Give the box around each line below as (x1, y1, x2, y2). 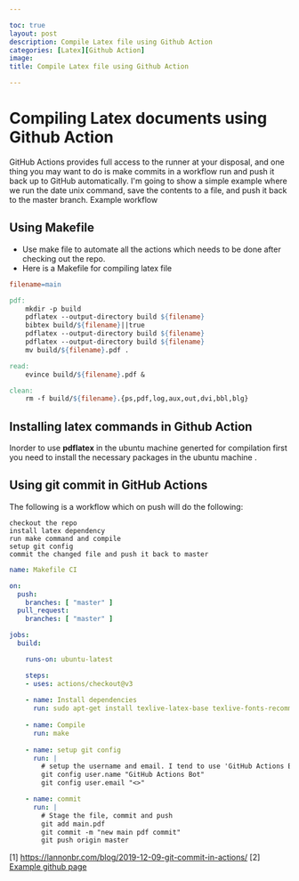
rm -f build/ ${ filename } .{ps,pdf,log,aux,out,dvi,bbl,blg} (25, 394, 249, 403)
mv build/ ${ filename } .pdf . (25, 345, 129, 354)
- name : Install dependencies (25, 696, 138, 705)
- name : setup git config (25, 745, 122, 755)
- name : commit (25, 795, 82, 804)
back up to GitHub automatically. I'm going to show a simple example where (9, 175, 287, 186)
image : (9, 54, 34, 63)
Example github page (9, 861, 87, 872)
